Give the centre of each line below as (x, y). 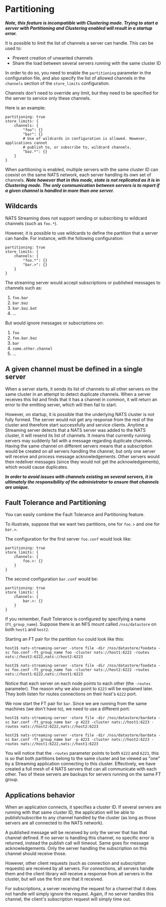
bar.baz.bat (25, 308)
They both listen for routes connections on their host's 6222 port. (71, 694)
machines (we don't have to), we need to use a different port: (68, 709)
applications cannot (27, 143)
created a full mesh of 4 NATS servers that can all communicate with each (81, 769)
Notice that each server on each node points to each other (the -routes (78, 683)
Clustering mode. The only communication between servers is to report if (83, 185)
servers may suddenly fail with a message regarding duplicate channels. (79, 440)
